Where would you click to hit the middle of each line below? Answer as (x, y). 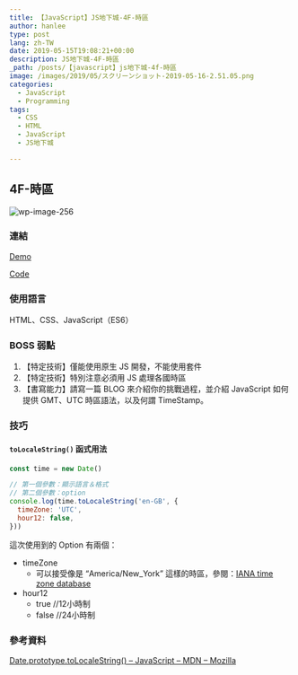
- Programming (44, 101)
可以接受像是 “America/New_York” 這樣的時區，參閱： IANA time (154, 573)
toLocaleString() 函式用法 (58, 449)
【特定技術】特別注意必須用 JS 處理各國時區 (104, 378)
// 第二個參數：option (48, 493)
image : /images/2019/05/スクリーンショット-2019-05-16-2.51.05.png (131, 76)
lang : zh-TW (31, 43)
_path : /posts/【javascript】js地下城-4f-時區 (93, 68)
